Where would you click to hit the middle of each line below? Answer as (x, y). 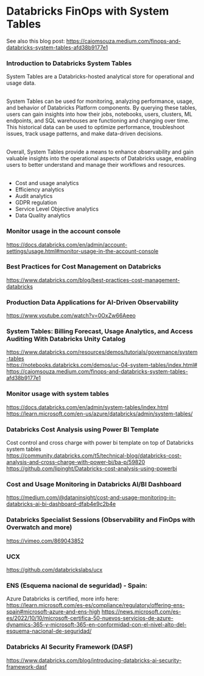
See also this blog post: (36, 41)
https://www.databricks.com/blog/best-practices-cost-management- (93, 280)
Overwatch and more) (39, 527)
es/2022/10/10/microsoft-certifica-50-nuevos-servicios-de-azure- (90, 618)
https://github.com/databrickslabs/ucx (55, 569)
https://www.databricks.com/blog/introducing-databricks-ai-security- (94, 660)
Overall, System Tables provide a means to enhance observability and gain (100, 152)
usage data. (21, 83)
